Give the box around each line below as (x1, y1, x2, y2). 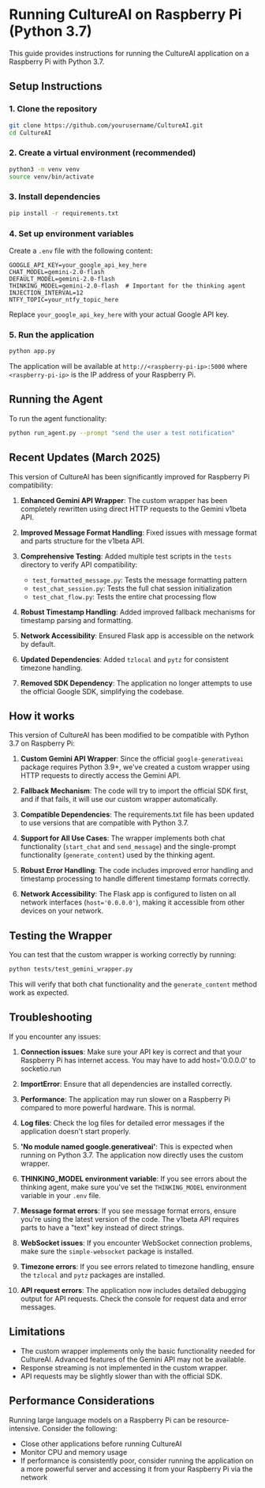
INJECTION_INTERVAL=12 (9, 288, 84, 297)
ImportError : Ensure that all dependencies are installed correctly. (20, 1079, 233, 1088)
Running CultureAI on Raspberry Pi (9, 6, 242, 24)
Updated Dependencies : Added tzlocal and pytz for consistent (20, 654, 230, 664)
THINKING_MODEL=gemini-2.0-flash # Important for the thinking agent (9, 282, 246, 290)
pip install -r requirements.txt (9, 209, 119, 217)
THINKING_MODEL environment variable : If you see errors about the (20, 1174, 248, 1183)
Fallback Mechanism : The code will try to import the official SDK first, (20, 786, 248, 795)
